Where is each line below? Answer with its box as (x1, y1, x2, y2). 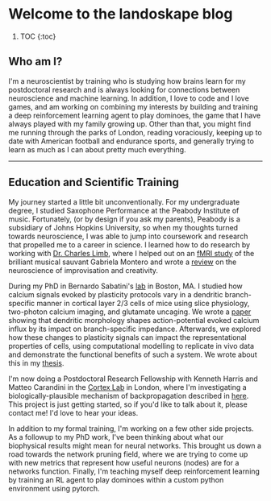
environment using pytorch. (8, 483, 100, 493)
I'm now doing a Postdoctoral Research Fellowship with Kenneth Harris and (8, 374, 258, 383)
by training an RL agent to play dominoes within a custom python (8, 474, 224, 484)
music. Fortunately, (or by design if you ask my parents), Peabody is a (8, 214, 240, 224)
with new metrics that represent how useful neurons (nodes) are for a (8, 458, 240, 467)
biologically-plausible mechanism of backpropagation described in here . (8, 391, 249, 400)
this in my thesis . (8, 358, 65, 367)
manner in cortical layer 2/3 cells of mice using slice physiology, (36, 298, 250, 308)
